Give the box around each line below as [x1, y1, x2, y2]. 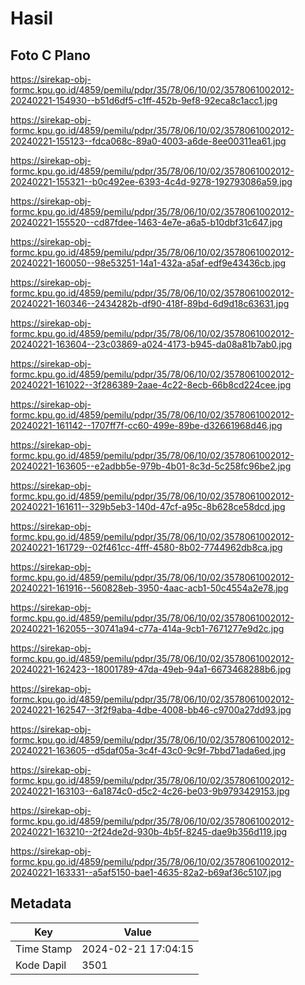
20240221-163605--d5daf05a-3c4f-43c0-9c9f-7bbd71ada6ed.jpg [10, 745, 286, 756]
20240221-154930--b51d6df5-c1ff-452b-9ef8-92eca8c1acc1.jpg [10, 95, 278, 106]
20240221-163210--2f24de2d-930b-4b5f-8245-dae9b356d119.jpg [10, 826, 288, 837]
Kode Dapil [15, 958, 67, 972]
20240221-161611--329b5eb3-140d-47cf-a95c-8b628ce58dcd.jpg [10, 501, 286, 512]
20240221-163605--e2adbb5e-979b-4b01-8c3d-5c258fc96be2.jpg [10, 460, 292, 472]
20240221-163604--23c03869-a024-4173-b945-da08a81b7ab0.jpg [10, 338, 293, 350]
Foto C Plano [10, 47, 91, 64]
